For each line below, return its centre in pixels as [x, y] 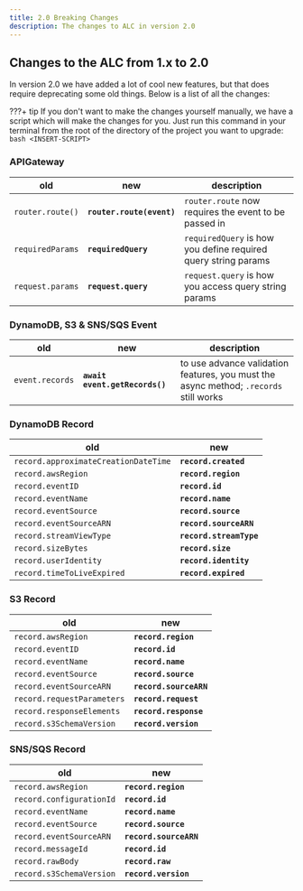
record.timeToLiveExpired [69, 573]
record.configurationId [65, 799]
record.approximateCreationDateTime [92, 462]
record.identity [215, 561]
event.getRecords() [124, 384]
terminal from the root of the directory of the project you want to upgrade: [147, 131]
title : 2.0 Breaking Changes [64, 18]
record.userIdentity [58, 561]
